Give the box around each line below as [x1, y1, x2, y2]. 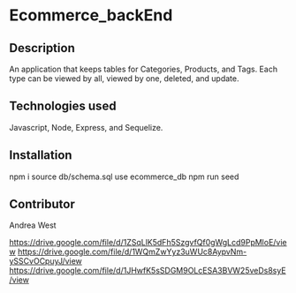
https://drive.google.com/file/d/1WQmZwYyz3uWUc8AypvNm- [17, 246, 247, 257]
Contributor [9, 197, 75, 212]
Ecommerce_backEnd [9, 5, 173, 26]
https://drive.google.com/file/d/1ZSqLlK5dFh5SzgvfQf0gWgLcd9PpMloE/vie [9, 237, 287, 248]
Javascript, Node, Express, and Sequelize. [9, 122, 163, 132]
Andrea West [9, 220, 57, 230]
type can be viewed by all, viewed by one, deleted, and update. [9, 73, 239, 84]
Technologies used [9, 99, 117, 114]
